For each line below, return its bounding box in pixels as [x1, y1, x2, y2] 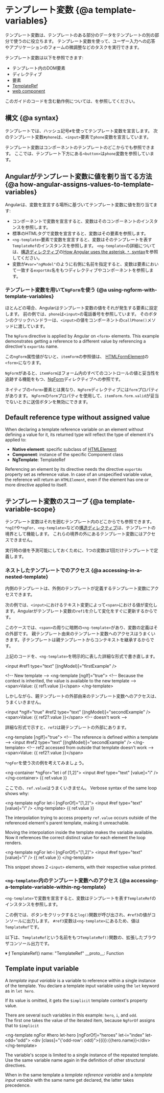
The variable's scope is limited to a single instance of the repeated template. [5, 1052, 159, 1058]
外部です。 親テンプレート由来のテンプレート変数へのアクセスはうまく [9, 631, 151, 636]
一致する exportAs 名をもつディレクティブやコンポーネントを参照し [16, 267, 149, 273]
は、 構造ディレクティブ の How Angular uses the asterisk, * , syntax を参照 [12, 248, 158, 255]
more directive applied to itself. [5, 482, 68, 487]
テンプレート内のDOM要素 [12, 65, 66, 71]
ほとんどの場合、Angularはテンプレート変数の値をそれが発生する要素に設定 [5, 305, 158, 311]
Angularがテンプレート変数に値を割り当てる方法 [5, 172, 152, 181]
